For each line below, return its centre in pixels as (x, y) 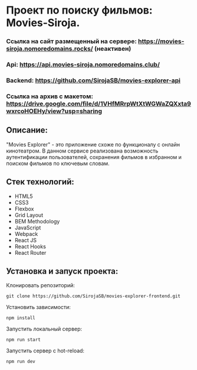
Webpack (26, 233)
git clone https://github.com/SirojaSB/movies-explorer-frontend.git (93, 296)
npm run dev (21, 362)
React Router (30, 252)
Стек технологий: (40, 182)
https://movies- (161, 41)
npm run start (24, 340)
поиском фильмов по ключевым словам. (58, 163)
